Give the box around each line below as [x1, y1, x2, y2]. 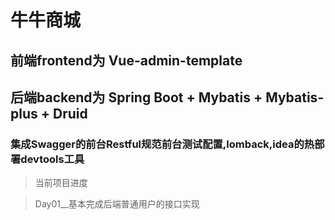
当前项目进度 [34, 177, 88, 189]
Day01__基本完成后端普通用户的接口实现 [34, 198, 200, 210]
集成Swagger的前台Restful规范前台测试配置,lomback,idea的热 [10, 137, 315, 151]
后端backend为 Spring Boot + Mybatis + [10, 89, 263, 106]
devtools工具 [20, 152, 85, 166]
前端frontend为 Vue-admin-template [10, 52, 243, 69]
